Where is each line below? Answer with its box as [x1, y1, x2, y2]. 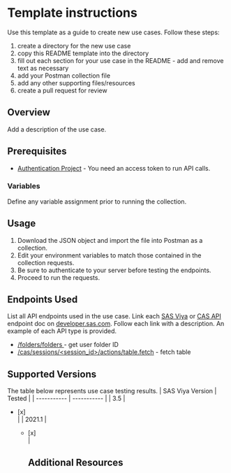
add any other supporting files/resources [17, 78, 135, 87]
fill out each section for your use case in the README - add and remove [17, 56, 224, 64]
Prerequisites [7, 146, 67, 157]
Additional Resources [27, 456, 124, 468]
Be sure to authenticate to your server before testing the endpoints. [17, 266, 211, 274]
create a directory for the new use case [17, 41, 131, 50]
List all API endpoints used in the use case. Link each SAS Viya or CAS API [7, 312, 221, 320]
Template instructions [7, 5, 137, 21]
